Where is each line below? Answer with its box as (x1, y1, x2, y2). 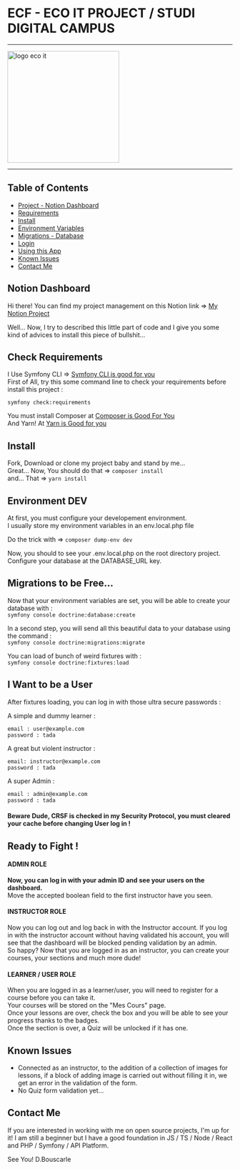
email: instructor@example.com (7, 757, 101, 765)
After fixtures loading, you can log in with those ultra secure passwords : (7, 697, 221, 706)
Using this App (17, 247, 62, 255)
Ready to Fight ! (7, 840, 79, 852)
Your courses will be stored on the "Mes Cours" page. (7, 1001, 166, 1010)
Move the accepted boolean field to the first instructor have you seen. (7, 891, 213, 900)
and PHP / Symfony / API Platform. (7, 1141, 109, 1150)
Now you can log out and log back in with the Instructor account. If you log (7, 923, 227, 932)
